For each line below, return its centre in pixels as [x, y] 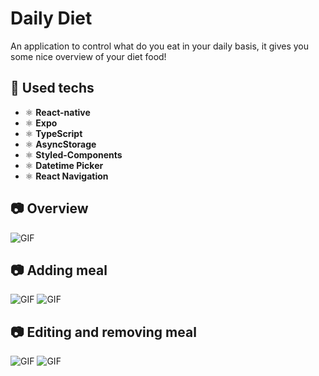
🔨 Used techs [52, 88]
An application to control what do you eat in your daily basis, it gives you [160, 46]
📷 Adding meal [59, 270]
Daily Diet [51, 18]
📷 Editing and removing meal [103, 332]
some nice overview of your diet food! [88, 56]
